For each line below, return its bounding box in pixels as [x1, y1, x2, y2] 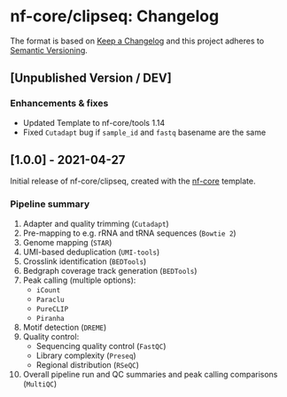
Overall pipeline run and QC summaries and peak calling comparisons [22, 369, 278, 379]
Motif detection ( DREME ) [22, 322, 107, 332]
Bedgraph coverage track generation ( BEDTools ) [22, 265, 198, 276]
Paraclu [35, 295, 65, 304]
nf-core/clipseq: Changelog [10, 6, 220, 27]
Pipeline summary [10, 198, 90, 210]
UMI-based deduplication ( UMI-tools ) [22, 246, 160, 257]
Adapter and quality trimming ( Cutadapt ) [22, 218, 169, 229]
